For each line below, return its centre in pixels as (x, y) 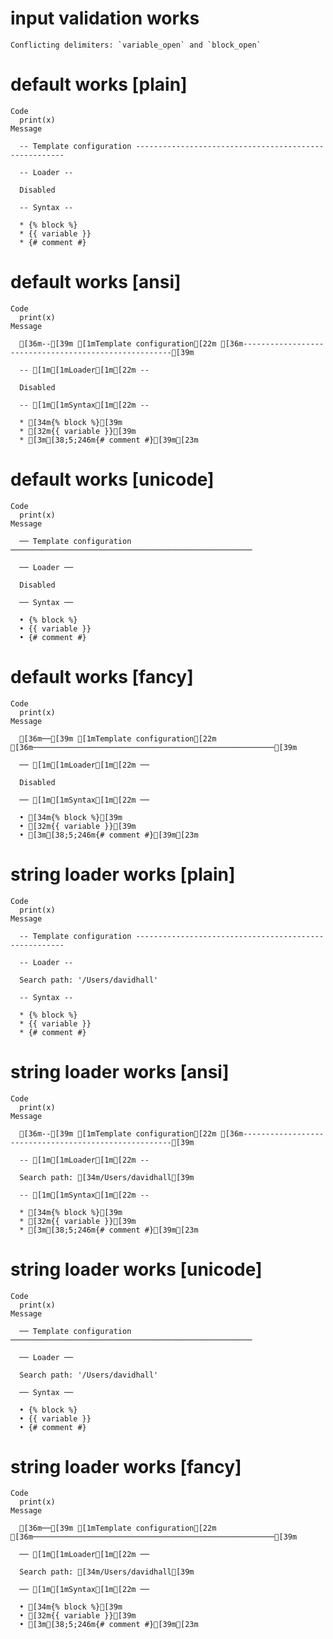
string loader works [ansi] (120, 1071)
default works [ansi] (96, 282)
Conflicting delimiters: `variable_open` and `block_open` (136, 45)
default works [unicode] (112, 479)
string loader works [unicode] (136, 1269)
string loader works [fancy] (126, 1466)
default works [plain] (99, 84)
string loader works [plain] (123, 874)
